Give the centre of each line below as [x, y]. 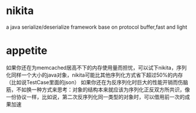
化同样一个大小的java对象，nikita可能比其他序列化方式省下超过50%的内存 [94, 75]
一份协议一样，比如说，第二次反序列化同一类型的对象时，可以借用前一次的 [95, 97]
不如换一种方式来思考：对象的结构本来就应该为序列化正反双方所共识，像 [103, 90]
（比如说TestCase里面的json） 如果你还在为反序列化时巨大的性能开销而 [92, 82]
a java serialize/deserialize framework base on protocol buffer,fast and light [97, 27]
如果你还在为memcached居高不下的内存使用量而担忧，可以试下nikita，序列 [96, 67]
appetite [27, 51]
